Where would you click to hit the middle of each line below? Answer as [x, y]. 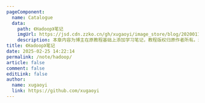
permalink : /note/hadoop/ [39, 57]
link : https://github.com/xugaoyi [56, 91]
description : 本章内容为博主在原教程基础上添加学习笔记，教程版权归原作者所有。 [108, 40]
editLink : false [27, 74]
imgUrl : [27, 35]
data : [19, 23]
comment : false [26, 68]
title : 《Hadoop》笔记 [31, 46]
